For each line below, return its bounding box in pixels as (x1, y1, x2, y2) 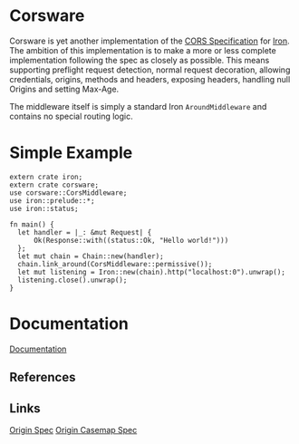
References (9, 370, 76, 385)
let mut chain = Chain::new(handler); (17, 251, 165, 261)
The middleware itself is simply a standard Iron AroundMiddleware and (9, 101, 267, 111)
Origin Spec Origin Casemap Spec (9, 425, 138, 436)
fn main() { (9, 219, 54, 229)
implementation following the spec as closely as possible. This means (9, 54, 270, 65)
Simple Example (9, 142, 133, 163)
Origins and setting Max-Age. (9, 83, 120, 94)
